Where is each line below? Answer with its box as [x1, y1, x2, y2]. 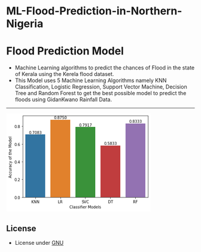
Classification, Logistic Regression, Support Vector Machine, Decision [14, 83, 187, 90]
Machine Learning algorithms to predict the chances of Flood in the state [14, 64, 195, 71]
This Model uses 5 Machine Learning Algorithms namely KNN [14, 77, 167, 84]
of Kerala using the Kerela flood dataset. [14, 71, 114, 78]
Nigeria [6, 17, 44, 31]
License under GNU [14, 239, 64, 246]
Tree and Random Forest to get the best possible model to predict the [14, 90, 187, 97]
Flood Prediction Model [6, 44, 124, 58]
